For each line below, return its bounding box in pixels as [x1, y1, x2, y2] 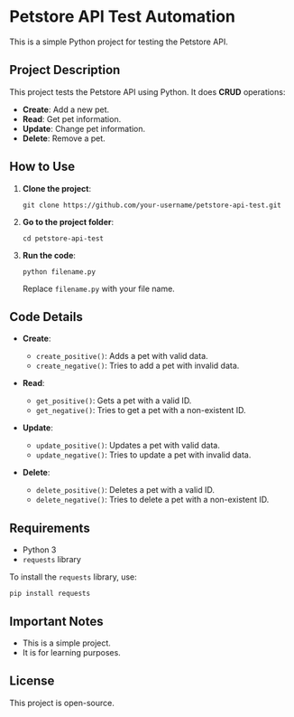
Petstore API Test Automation [9, 6, 236, 27]
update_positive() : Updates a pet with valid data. [35, 440, 221, 451]
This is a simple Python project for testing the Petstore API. [9, 36, 228, 47]
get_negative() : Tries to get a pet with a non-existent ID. [35, 405, 246, 416]
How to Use [9, 159, 76, 175]
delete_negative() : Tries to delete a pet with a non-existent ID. [35, 495, 270, 505]
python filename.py [22, 267, 96, 277]
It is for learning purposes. [22, 647, 122, 657]
